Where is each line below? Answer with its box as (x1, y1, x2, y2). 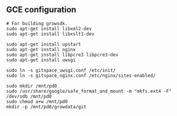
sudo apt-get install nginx (6, 46, 76, 52)
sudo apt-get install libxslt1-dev (6, 31, 95, 37)
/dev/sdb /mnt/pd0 (6, 93, 52, 99)
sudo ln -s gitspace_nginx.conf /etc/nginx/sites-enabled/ (6, 73, 156, 79)
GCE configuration (6, 5, 76, 15)
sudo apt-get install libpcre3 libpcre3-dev (6, 52, 119, 58)
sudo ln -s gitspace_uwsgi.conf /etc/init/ (6, 67, 116, 73)
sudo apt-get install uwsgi (6, 57, 76, 63)
